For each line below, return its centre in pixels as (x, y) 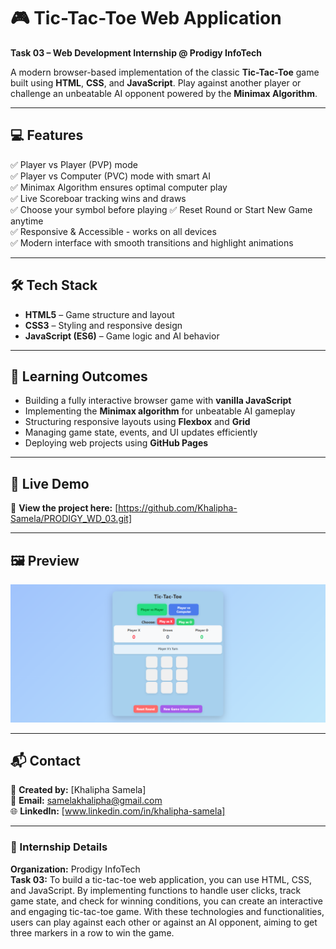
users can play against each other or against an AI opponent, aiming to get (164, 922)
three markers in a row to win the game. (92, 932)
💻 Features (47, 135)
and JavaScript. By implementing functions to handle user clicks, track (156, 890)
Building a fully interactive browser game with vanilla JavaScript (158, 401)
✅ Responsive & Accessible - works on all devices (113, 231)
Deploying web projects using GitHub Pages (116, 443)
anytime (27, 221)
